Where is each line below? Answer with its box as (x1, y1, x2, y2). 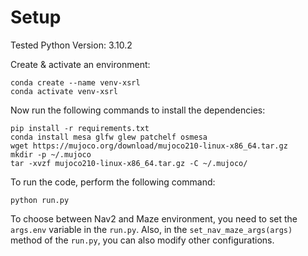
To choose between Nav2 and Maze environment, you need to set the (10, 212, 298, 225)
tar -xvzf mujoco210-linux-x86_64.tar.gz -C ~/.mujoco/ (10, 158, 248, 168)
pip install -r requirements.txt (10, 123, 150, 133)
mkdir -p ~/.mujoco (10, 149, 92, 160)
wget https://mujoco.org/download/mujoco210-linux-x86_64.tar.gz (10, 141, 288, 151)
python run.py (10, 195, 70, 205)
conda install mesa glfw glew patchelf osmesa (10, 132, 208, 142)
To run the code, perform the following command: (10, 176, 216, 188)
